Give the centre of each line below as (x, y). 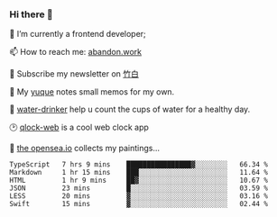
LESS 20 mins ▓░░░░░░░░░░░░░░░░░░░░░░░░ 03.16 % (139, 196)
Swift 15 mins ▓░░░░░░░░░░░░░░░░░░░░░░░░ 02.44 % (139, 204)
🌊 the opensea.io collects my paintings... (85, 149)
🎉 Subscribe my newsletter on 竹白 (74, 74)
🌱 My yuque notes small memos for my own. (92, 92)
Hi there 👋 (32, 14)
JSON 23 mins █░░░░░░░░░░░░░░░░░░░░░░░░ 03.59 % (139, 188)
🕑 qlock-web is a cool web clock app (79, 127)
